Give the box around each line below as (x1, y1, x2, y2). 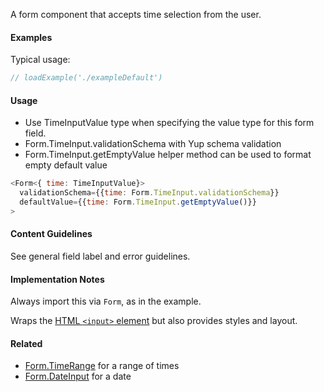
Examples (10, 31, 53, 43)
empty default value (24, 159, 108, 171)
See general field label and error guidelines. (10, 250, 191, 262)
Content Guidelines (10, 228, 93, 240)
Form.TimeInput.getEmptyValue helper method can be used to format (24, 149, 312, 161)
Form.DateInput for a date (24, 370, 132, 383)
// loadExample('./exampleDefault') (10, 73, 163, 83)
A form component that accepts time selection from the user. (10, 9, 262, 20)
